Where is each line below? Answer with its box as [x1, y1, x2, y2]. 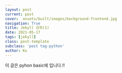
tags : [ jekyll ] [5, 35, 36, 40]
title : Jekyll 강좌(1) [5, 25, 49, 30]
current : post [5, 12, 34, 17]
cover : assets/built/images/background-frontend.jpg [5, 16, 118, 21]
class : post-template [5, 39, 49, 44]
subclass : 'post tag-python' [5, 44, 65, 49]
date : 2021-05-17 [5, 30, 41, 35]
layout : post [5, 7, 32, 12]
